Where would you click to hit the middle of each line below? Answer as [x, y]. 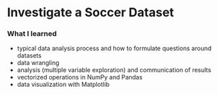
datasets [29, 56]
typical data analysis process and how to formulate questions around [114, 48]
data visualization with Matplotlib [63, 84]
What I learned [32, 34]
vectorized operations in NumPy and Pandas [80, 77]
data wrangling [38, 63]
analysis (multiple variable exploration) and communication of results [114, 70]
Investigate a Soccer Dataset [91, 13]
